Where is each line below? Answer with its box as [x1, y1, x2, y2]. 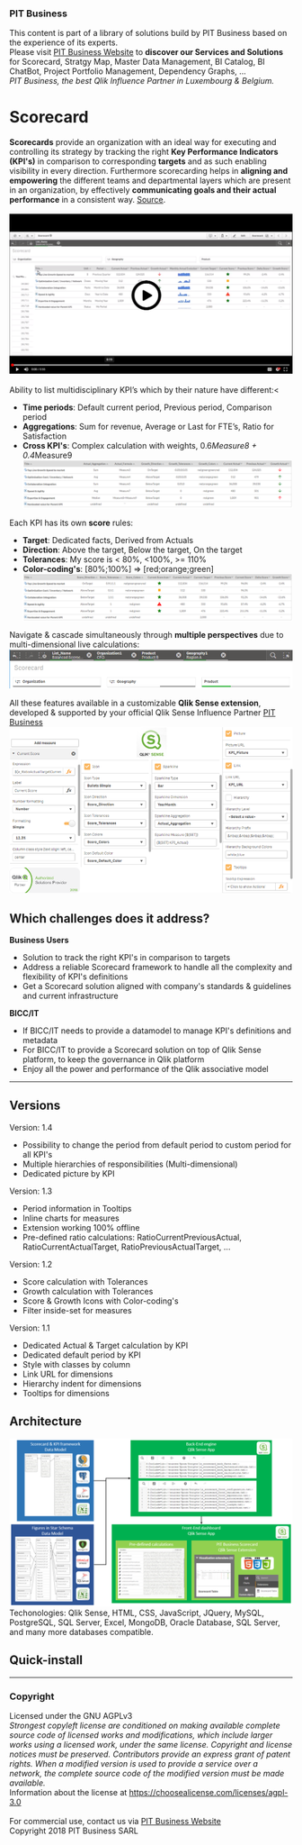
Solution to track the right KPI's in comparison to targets [22, 952, 231, 963]
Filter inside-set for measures [22, 1304, 132, 1315]
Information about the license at [9, 1787, 128, 1798]
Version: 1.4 [9, 1122, 53, 1132]
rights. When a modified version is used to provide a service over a [9, 1759, 259, 1769]
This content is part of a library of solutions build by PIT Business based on [9, 28, 288, 39]
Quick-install [9, 1652, 84, 1668]
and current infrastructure [22, 990, 119, 1002]
